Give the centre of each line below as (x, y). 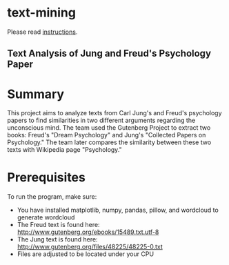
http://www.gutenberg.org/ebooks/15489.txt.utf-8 (88, 232)
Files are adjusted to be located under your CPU (85, 254)
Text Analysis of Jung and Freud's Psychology (109, 53)
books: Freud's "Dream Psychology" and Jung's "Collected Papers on (107, 135)
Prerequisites (47, 178)
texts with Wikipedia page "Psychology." (64, 150)
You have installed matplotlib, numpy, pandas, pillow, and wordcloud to (118, 210)
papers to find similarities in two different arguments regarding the (101, 120)
